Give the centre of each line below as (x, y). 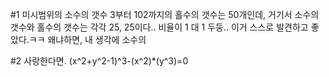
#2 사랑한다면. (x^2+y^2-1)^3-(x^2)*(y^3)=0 (99, 61)
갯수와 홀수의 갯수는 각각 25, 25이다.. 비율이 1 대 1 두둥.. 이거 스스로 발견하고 (159, 27)
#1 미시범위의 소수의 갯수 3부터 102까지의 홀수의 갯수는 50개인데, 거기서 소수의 (165, 14)
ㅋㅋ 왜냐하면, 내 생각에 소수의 (87, 39)
